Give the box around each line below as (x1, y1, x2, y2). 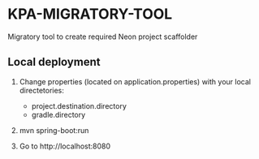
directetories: (19, 85, 64, 95)
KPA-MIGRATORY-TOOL (7, 5, 173, 24)
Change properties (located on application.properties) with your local (19, 76, 251, 86)
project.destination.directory (31, 101, 127, 110)
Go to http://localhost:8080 (19, 141, 111, 151)
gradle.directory (31, 110, 86, 119)
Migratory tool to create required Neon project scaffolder (7, 32, 198, 41)
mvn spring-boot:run (19, 125, 89, 135)
